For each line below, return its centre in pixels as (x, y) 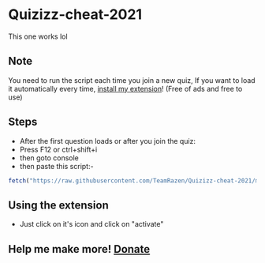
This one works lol (38, 36)
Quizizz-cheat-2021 (75, 15)
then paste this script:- (56, 166)
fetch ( (19, 180)
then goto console (49, 158)
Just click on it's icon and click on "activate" (91, 224)
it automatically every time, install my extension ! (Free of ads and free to (125, 88)
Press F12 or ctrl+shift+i (58, 149)
